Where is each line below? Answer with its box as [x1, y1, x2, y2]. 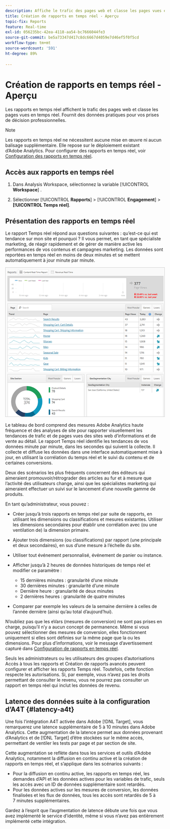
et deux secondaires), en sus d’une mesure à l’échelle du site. [12, 543, 142, 549]
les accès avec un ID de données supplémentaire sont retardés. [12, 781, 146, 787]
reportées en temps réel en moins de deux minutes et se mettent [5, 252, 140, 258]
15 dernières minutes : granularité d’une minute [20, 577, 118, 584]
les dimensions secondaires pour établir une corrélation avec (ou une [12, 522, 157, 528]
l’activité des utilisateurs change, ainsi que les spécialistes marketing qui [5, 481, 156, 487]
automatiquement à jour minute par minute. [5, 257, 95, 264]
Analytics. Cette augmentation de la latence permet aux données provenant [5, 729, 163, 735]
